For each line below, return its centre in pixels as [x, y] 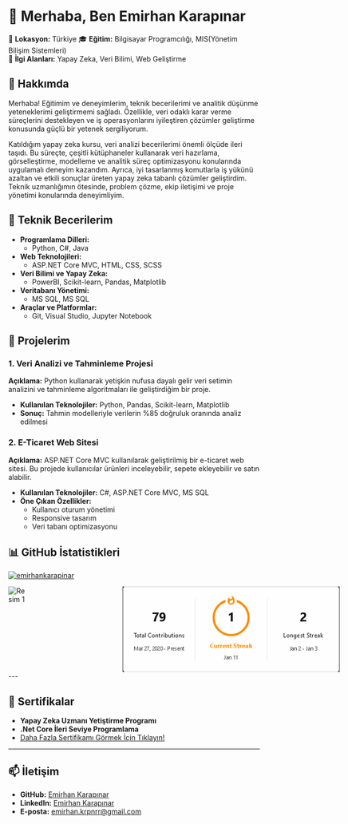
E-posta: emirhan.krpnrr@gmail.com [81, 811]
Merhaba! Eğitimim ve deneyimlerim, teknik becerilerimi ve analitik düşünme [133, 103]
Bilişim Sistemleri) [38, 50]
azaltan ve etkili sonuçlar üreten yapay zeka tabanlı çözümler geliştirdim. [128, 178]
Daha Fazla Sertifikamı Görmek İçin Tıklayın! [92, 738]
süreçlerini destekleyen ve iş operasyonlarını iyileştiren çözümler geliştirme [132, 120]
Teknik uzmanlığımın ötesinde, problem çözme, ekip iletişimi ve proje [121, 186]
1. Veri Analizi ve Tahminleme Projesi [81, 363]
